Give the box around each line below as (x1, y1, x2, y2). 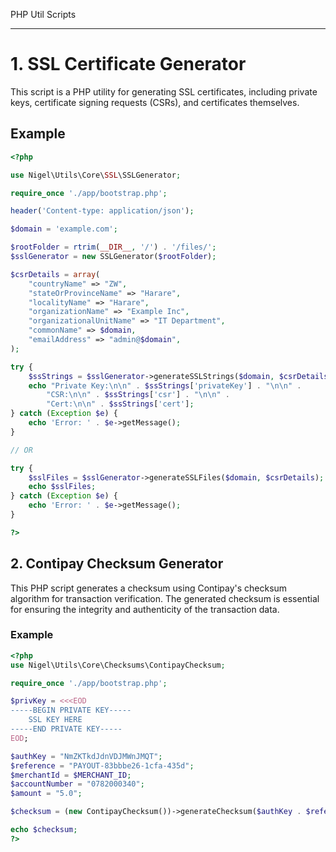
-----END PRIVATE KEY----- (10, 724, 123, 734)
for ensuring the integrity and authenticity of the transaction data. (10, 603, 280, 615)
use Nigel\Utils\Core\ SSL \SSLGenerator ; (10, 170, 182, 180)
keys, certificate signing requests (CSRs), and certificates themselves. (10, 96, 300, 108)
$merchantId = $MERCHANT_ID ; (10, 770, 132, 780)
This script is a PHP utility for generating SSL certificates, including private (10, 85, 318, 98)
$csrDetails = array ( (10, 269, 101, 279)
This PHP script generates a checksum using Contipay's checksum (10, 582, 288, 594)
